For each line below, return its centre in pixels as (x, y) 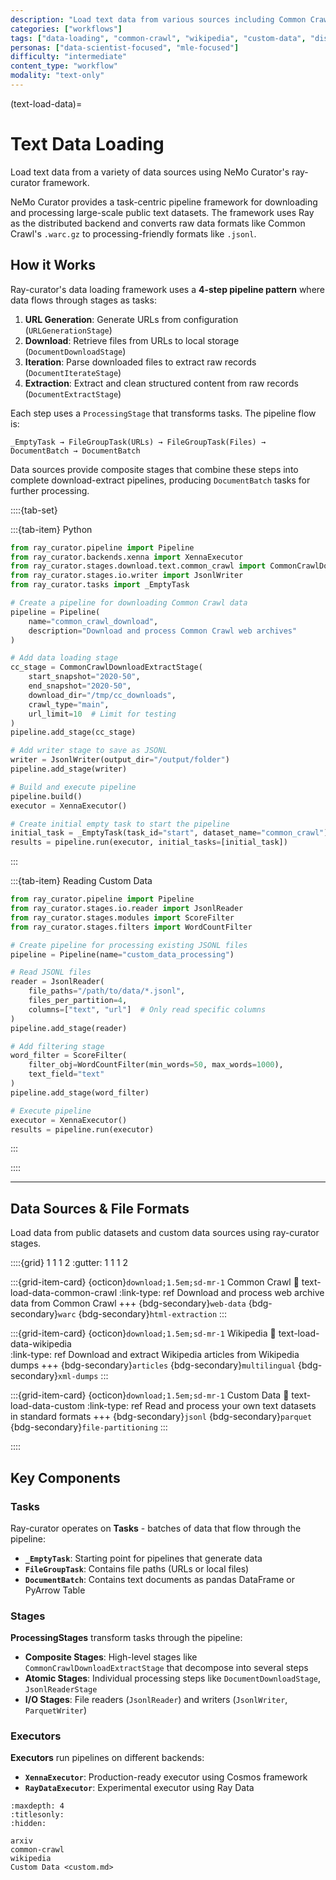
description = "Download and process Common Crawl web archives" (163, 631)
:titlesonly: (37, 1815)
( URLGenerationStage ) (68, 330)
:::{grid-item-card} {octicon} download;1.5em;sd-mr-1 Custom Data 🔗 (150, 1395)
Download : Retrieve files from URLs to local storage (132, 340)
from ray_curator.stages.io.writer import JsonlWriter (127, 576)
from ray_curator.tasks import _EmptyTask (100, 585)
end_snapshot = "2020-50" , (80, 686)
